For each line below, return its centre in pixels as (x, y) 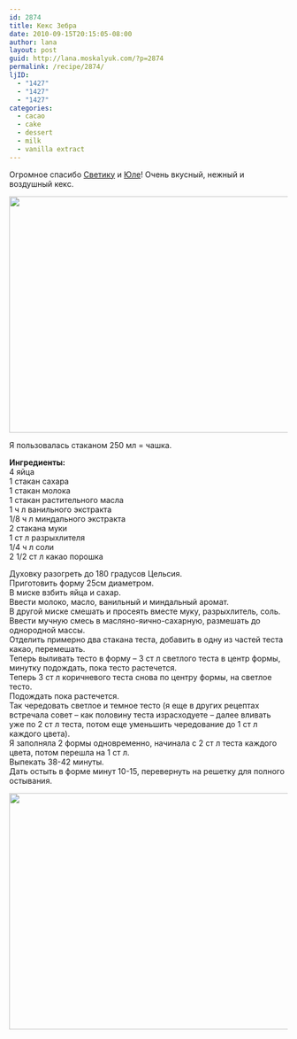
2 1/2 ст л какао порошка (56, 556)
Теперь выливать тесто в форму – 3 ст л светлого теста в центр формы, (145, 658)
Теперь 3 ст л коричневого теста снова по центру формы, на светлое (141, 677)
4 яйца (22, 471)
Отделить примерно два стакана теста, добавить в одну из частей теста (146, 640)
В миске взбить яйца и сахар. (65, 592)
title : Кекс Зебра (43, 26)
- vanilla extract (51, 149)
